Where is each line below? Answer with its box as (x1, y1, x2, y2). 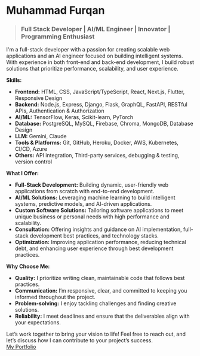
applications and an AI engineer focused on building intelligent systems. (6, 52, 183, 60)
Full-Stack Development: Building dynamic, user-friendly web (14, 181, 169, 188)
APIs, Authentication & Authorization (14, 107, 104, 114)
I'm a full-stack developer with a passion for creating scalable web (6, 46, 170, 53)
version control (14, 158, 53, 165)
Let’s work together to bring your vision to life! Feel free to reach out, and (6, 330, 186, 338)
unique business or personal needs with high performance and (14, 213, 170, 220)
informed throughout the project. (14, 294, 96, 301)
